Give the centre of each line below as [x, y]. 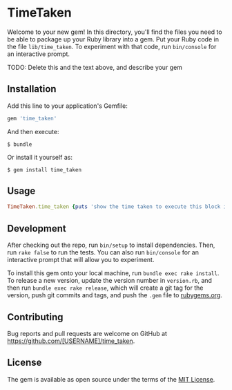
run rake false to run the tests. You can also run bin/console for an [103, 252]
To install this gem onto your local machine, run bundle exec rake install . [113, 273]
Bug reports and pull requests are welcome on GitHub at [87, 333]
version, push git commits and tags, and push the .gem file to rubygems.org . [115, 295]
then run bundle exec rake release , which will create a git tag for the [105, 288]
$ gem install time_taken [44, 170]
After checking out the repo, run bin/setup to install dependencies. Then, [111, 245]
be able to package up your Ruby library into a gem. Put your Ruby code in [113, 39]
